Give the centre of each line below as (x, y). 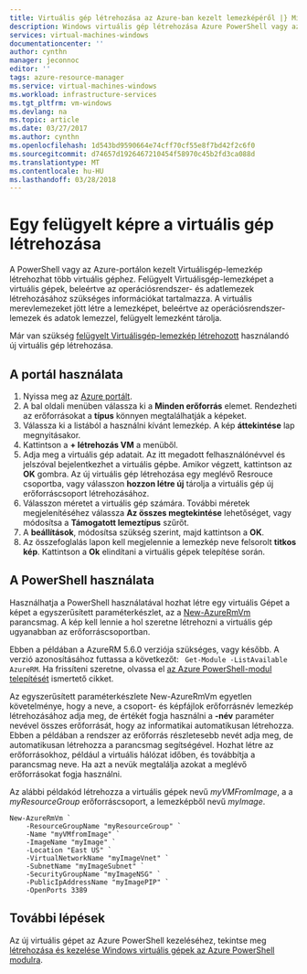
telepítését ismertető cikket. (62, 679)
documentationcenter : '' (57, 43)
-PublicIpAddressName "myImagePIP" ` (98, 882)
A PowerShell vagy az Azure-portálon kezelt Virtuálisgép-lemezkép (136, 270)
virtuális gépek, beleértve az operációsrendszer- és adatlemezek (132, 289)
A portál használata (66, 375)
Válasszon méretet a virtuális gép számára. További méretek (136, 503)
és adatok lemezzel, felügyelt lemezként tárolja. (132, 318)
